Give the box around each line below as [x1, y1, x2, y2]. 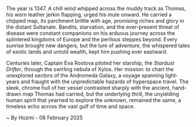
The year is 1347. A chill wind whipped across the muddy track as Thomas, [6, 5, 186, 12]
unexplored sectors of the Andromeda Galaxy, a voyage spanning [6, 72, 164, 79]
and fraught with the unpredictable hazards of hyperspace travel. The [20, 78, 189, 85]
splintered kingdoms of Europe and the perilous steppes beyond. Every [6, 36, 178, 43]
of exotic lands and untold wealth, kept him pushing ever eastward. [6, 48, 168, 55]
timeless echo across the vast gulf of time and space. [6, 103, 135, 110]
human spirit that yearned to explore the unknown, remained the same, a [6, 97, 181, 104]
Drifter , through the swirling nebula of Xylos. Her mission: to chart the [6, 66, 174, 72]
